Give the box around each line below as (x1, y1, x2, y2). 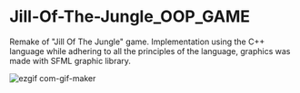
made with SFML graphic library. (9, 55, 132, 66)
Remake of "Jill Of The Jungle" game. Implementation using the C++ (9, 36, 265, 47)
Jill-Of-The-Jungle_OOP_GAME (9, 6, 251, 27)
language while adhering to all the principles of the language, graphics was (9, 45, 291, 56)
